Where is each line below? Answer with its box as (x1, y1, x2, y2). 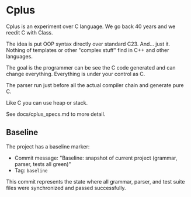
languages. (6, 53, 33, 60)
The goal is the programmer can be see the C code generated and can (6, 64, 176, 71)
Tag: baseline (14, 167, 48, 174)
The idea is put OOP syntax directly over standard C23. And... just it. (6, 40, 171, 47)
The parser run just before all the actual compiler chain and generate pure (6, 81, 184, 88)
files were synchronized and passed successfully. (6, 184, 126, 191)
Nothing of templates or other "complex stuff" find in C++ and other (6, 46, 169, 53)
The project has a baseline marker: (6, 143, 90, 150)
